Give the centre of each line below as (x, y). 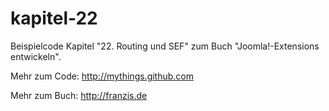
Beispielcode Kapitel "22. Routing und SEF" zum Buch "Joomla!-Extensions (165, 46)
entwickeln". (36, 56)
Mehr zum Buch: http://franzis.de (79, 95)
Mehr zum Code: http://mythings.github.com (102, 76)
